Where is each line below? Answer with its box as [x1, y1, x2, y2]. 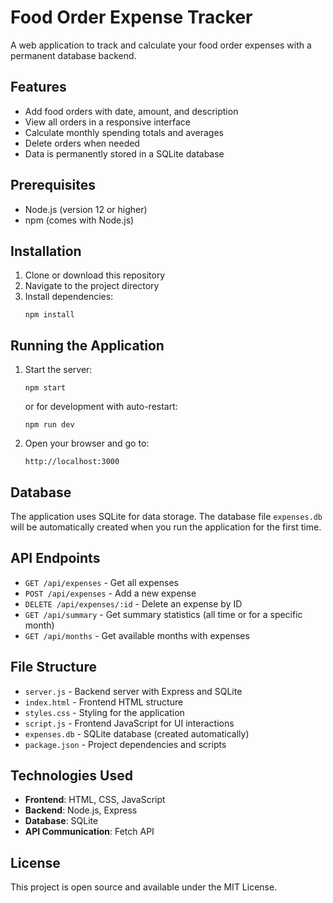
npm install [24, 310, 75, 320]
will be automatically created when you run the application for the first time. [10, 521, 322, 533]
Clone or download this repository [24, 269, 166, 281]
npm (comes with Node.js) [24, 214, 135, 226]
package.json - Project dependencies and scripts [24, 738, 227, 750]
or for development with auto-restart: [24, 401, 178, 413]
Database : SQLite [24, 815, 99, 827]
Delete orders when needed [24, 137, 140, 149]
